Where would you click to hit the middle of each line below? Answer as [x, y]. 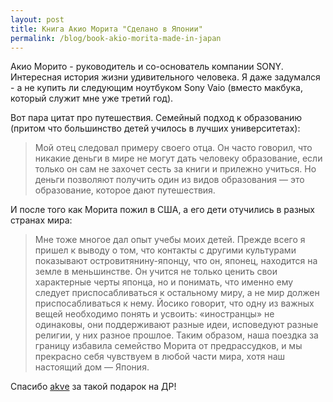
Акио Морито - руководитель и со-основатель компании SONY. [147, 67]
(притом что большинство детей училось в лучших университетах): [155, 128]
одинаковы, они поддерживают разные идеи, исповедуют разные [176, 325]
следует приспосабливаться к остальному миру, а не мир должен [177, 293]
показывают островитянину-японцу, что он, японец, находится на [176, 261]
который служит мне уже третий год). [92, 98]
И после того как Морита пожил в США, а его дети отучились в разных [163, 210]
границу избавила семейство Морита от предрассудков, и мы [168, 346]
